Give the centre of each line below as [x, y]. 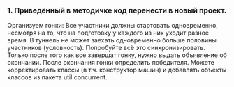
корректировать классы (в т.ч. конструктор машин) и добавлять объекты [117, 70]
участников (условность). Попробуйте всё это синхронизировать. [107, 48]
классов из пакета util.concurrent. [57, 77]
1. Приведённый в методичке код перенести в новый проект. [117, 10]
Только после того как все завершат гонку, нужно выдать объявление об [117, 55]
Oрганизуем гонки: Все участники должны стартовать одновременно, [113, 26]
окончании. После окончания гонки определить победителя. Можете [111, 63]
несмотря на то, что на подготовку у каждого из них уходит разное [108, 33]
